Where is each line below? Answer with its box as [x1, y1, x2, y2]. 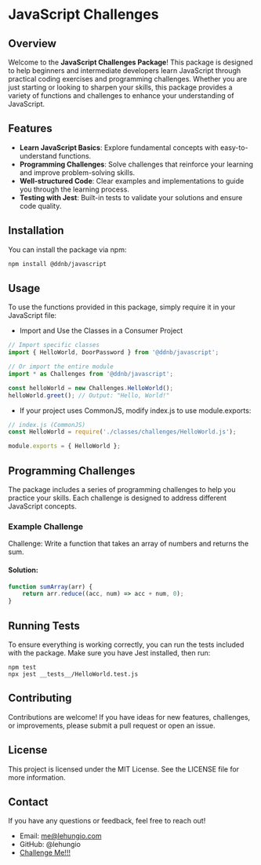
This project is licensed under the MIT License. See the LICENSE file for [8, 764, 240, 774]
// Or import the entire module [8, 363, 114, 370]
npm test [8, 663, 37, 671]
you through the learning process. [19, 184, 129, 194]
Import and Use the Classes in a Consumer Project [19, 326, 183, 335]
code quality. [19, 201, 62, 210]
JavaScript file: [8, 311, 57, 320]
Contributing [8, 692, 72, 705]
